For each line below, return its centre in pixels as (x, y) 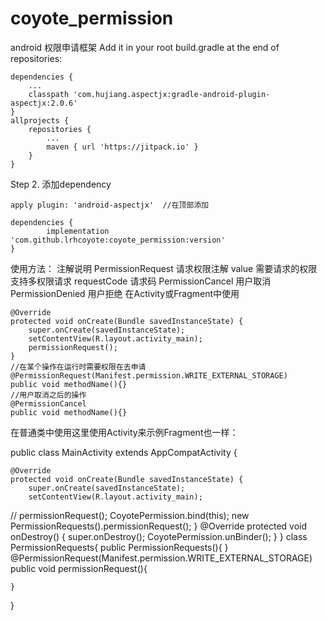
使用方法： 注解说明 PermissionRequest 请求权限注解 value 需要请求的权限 (164, 268)
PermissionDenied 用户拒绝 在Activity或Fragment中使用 (125, 293)
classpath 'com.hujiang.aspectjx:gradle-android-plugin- (149, 94)
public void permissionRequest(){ (79, 568)
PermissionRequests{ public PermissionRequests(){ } (119, 547)
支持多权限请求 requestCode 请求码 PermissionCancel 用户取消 (141, 281)
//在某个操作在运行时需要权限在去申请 (78, 367)
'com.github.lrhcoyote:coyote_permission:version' (118, 240)
